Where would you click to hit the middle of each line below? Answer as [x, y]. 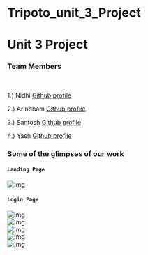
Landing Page [26, 170]
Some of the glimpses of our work [66, 153]
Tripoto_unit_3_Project [74, 13]
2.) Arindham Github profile [46, 109]
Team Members [34, 66]
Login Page [23, 200]
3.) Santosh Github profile [44, 122]
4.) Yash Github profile [39, 136]
